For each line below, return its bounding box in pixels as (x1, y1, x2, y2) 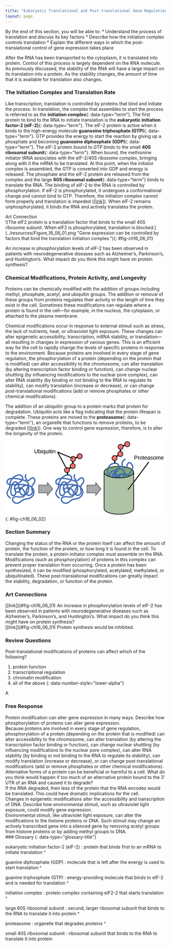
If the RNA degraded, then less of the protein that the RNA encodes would (5, 785, 160, 791)
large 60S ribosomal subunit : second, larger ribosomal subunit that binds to (5, 905, 164, 911)
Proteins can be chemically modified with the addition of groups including (5, 286, 160, 292)
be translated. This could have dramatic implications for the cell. (5, 790, 140, 796)
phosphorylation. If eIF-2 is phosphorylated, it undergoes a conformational (5, 187, 162, 194)
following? (5, 654, 27, 660)
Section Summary (5, 529, 51, 536)
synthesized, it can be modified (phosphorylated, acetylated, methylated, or (5, 567, 164, 573)
